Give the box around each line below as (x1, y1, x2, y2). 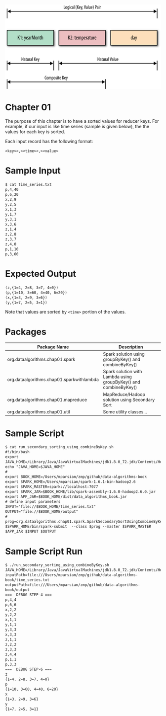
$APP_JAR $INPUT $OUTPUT (5, 529, 56, 534)
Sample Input (5, 165, 61, 176)
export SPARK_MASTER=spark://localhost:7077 (5, 484, 98, 489)
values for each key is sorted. (5, 129, 65, 135)
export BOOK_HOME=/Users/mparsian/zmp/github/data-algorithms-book (5, 475, 147, 479)
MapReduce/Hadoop (103, 391, 146, 397)
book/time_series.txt (5, 577, 50, 583)
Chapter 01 (5, 101, 51, 113)
